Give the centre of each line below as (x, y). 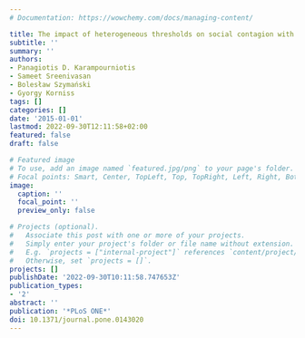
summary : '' (32, 51)
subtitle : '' (34, 43)
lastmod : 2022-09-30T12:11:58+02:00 (79, 127)
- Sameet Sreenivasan (50, 77)
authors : (26, 60)
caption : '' (40, 194)
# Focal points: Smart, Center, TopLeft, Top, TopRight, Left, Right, (146, 177)
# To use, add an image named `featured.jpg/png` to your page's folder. (152, 169)
